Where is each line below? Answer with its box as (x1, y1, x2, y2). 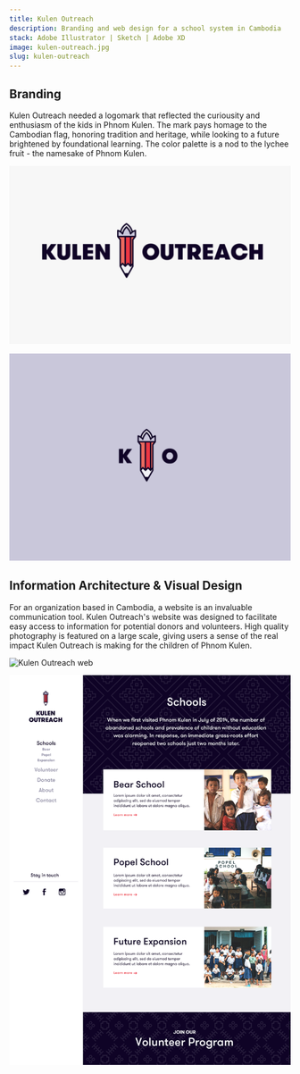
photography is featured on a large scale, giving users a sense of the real (9, 630, 279, 641)
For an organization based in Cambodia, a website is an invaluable (9, 601, 253, 612)
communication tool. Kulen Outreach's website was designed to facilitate (9, 611, 278, 622)
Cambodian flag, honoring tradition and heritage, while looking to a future (9, 129, 279, 139)
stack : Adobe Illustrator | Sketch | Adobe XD (9, 33, 186, 42)
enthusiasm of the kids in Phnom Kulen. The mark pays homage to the (9, 119, 268, 130)
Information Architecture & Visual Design (9, 578, 243, 593)
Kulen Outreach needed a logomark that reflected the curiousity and (9, 110, 261, 121)
